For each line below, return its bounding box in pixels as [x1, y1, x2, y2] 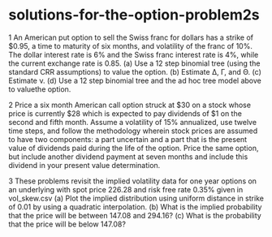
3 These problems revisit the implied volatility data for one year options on [8, 176, 257, 186]
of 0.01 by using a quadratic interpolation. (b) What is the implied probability [8, 201, 262, 212]
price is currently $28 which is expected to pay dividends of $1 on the [8, 108, 242, 118]
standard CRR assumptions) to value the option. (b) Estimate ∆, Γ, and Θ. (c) [8, 67, 262, 76]
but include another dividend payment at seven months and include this [8, 152, 248, 162]
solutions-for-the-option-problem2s [8, 6, 260, 24]
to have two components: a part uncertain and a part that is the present [8, 134, 248, 144]
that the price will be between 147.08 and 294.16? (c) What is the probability [8, 210, 261, 220]
